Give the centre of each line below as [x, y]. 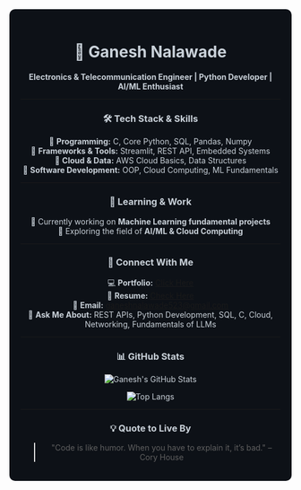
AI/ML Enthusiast [150, 86]
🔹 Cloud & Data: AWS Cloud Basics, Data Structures [150, 161]
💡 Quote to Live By [150, 428]
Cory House [162, 458]
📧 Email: [88, 305]
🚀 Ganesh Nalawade [150, 52]
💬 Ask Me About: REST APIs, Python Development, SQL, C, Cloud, [150, 314]
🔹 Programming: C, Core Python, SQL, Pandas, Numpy [150, 142]
